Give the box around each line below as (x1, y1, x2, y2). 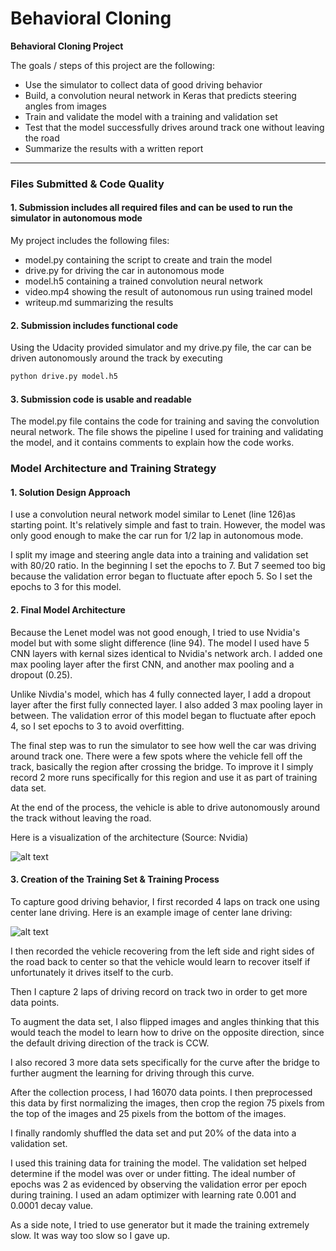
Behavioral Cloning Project (10, 40, 124, 52)
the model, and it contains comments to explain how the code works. (10, 437, 295, 449)
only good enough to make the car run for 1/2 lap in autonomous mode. (10, 530, 304, 542)
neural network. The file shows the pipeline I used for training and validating (10, 426, 324, 438)
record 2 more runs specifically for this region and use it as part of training (10, 771, 318, 783)
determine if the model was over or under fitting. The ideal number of (10, 1167, 297, 1179)
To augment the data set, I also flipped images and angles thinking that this (10, 1015, 320, 1027)
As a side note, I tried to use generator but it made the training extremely (10, 1218, 310, 1231)
